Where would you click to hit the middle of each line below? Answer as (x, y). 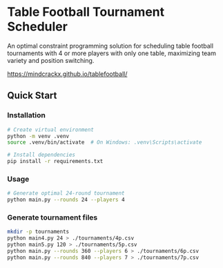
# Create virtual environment (51, 130)
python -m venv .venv (38, 136)
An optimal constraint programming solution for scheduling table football (110, 46)
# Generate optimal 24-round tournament (66, 193)
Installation (27, 115)
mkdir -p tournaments (38, 232)
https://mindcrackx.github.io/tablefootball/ (67, 74)
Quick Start (32, 96)
